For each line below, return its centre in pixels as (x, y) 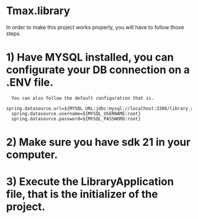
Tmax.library (38, 11)
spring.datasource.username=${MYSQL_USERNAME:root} (76, 113)
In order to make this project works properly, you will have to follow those (95, 27)
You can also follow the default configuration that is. (83, 98)
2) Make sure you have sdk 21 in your (98, 142)
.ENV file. (30, 82)
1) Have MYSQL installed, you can (90, 58)
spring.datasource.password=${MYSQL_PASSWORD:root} (76, 119)
